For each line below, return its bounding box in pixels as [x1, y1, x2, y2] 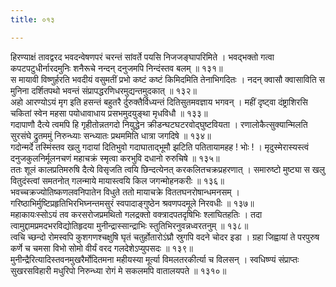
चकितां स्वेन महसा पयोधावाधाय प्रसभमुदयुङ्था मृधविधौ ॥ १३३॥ [10, 107, 208, 119]
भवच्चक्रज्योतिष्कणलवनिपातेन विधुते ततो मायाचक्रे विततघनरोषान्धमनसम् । [10, 186, 240, 198]
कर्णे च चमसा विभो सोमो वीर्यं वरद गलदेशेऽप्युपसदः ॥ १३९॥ [10, 242, 193, 254]
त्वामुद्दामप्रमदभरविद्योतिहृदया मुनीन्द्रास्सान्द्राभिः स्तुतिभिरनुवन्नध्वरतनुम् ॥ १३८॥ [10, 219, 249, 231]
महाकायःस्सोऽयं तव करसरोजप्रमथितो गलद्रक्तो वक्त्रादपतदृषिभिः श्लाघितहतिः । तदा [10, 208, 263, 220]
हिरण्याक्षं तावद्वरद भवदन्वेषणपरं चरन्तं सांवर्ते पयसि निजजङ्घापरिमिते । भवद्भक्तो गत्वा [10, 51, 275, 63]
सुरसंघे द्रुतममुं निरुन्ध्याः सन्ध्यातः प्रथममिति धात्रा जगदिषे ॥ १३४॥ [10, 129, 212, 141]
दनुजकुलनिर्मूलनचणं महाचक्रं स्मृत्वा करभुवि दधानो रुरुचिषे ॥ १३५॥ [10, 152, 220, 164]
